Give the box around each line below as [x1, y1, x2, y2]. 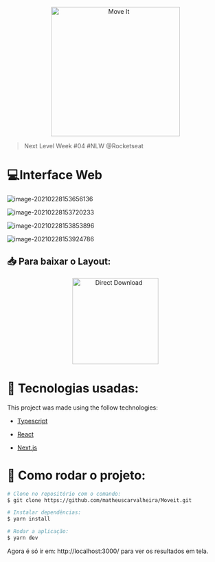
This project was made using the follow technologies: [7, 403, 158, 412]
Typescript [16, 417, 48, 425]
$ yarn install [7, 516, 51, 523]
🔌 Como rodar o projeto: [7, 468, 146, 483]
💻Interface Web [7, 168, 103, 183]
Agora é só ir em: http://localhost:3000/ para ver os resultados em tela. [7, 547, 209, 555]
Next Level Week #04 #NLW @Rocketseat [23, 142, 144, 150]
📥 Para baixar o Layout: [7, 256, 111, 268]
